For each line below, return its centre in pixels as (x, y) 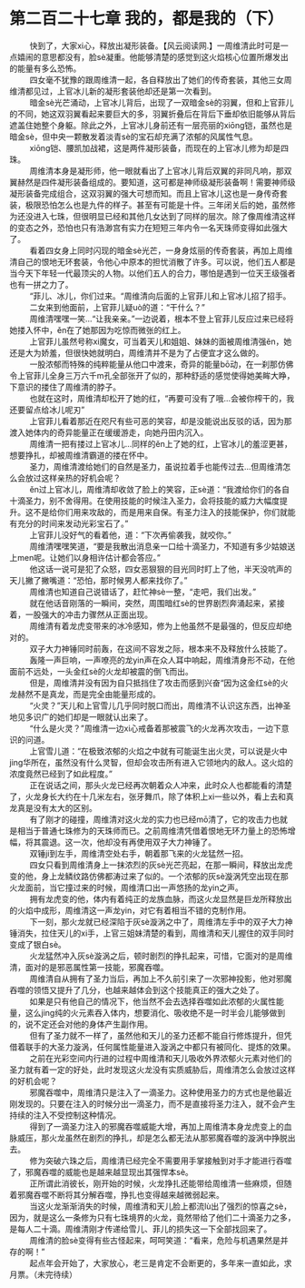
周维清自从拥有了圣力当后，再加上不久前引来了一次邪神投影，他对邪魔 (161, 979)
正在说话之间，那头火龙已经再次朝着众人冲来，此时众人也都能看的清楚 (161, 785)
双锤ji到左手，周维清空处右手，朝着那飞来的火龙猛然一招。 (139, 853)
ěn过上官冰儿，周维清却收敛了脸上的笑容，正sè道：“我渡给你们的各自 (160, 489)
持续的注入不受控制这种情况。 (65, 1115)
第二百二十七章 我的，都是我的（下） (147, 19)
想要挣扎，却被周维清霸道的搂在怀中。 (81, 455)
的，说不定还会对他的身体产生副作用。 (81, 1024)
